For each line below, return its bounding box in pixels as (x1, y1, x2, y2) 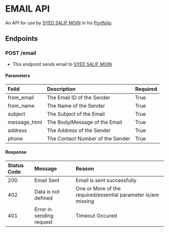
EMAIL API (5, 3, 50, 15)
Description (47, 85, 76, 92)
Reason (75, 165, 95, 172)
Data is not (34, 188, 60, 195)
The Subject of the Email (47, 110, 105, 117)
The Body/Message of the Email (47, 118, 122, 125)
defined (34, 195, 53, 202)
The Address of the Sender (47, 127, 111, 134)
